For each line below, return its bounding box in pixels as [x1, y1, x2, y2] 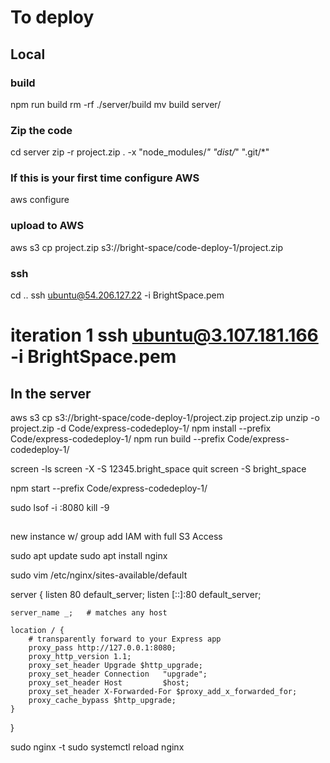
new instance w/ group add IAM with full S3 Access [10, 531, 223, 543]
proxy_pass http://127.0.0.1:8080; [28, 643, 177, 653]
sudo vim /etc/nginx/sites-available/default [10, 569, 188, 581]
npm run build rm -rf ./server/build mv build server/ [10, 98, 222, 110]
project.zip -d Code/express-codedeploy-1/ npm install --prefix [10, 422, 272, 435]
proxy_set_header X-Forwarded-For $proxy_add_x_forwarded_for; [28, 687, 298, 697]
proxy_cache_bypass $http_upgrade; [28, 696, 177, 706]
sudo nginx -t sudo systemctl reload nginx [10, 741, 185, 753]
